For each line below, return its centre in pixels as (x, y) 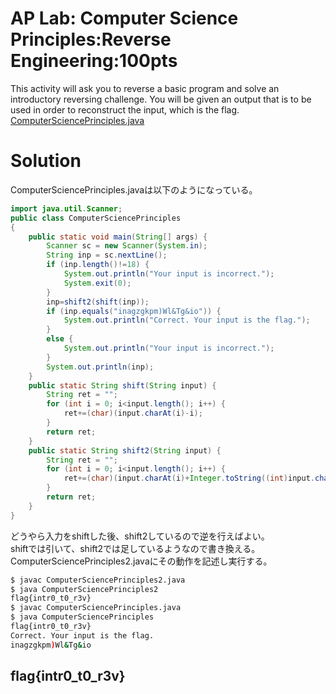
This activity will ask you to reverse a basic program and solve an (145, 88)
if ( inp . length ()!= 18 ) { (98, 265)
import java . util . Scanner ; (66, 208)
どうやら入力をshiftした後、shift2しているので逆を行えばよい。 (140, 536)
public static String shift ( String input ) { (122, 385)
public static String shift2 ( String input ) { (125, 450)
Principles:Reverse (91, 39)
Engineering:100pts (94, 61)
